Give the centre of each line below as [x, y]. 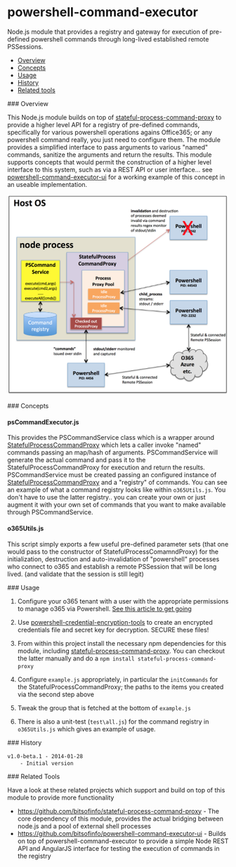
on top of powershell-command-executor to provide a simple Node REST [123, 841]
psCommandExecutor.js [43, 422]
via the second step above [56, 694]
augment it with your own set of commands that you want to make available [117, 505]
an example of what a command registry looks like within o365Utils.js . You [117, 490]
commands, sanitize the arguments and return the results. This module [110, 155]
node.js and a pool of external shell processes [84, 826]
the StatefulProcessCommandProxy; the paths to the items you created [120, 686]
